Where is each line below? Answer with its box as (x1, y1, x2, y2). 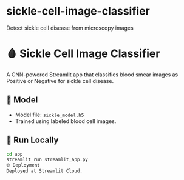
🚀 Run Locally (6, 135, 59, 145)
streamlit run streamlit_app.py (6, 156, 88, 163)
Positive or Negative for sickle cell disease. (6, 77, 114, 84)
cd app (6, 151, 23, 157)
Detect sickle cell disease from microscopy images (6, 24, 134, 32)
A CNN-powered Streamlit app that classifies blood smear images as (6, 71, 179, 78)
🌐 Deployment (6, 162, 41, 168)
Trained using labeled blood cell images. (15, 117, 117, 125)
